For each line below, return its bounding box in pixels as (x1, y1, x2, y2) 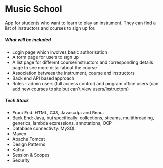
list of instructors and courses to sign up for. (5, 25, 96, 31)
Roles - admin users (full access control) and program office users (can (12, 80, 159, 86)
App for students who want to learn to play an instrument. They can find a (5, 20, 156, 26)
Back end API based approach (12, 75, 75, 81)
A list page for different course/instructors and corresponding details (12, 59, 153, 65)
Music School (5, 3, 63, 15)
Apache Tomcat (12, 136, 45, 142)
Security (12, 157, 30, 163)
